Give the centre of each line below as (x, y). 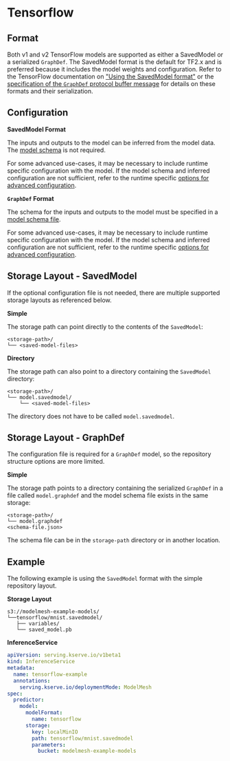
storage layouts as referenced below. (59, 300)
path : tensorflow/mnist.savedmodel (83, 738)
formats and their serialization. (50, 91)
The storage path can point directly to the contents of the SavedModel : (105, 326)
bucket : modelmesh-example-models (87, 751)
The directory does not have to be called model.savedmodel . (91, 416)
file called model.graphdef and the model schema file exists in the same (108, 495)
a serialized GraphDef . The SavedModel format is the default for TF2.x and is (114, 62)
